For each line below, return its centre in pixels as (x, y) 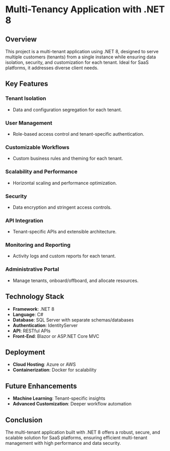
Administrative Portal (32, 269)
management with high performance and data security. (63, 443)
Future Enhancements (41, 386)
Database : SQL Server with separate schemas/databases (73, 320)
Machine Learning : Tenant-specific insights (59, 398)
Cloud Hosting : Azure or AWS (44, 364)
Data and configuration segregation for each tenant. (67, 110)
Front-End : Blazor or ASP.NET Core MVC (56, 336)
